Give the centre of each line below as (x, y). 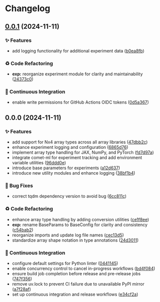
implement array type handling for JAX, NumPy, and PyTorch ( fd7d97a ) (83, 152)
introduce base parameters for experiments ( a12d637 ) (66, 168)
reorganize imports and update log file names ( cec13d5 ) (68, 235)
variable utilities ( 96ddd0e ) (39, 163)
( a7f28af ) (22, 289)
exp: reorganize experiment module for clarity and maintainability (77, 74)
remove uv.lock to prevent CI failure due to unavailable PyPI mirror (78, 284)
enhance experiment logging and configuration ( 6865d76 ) (70, 147)
